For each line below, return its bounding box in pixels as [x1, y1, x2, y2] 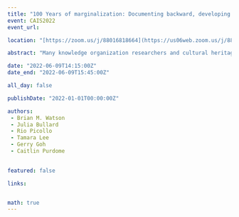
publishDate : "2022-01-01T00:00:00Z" [7, 94, 119, 102]
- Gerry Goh [10, 141, 46, 148]
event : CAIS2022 [7, 17, 55, 24]
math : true [7, 199, 40, 206]
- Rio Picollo [10, 128, 53, 135]
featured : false [7, 167, 55, 174]
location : [7, 36, 37, 44]
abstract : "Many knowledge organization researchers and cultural [7, 49, 208, 57]
